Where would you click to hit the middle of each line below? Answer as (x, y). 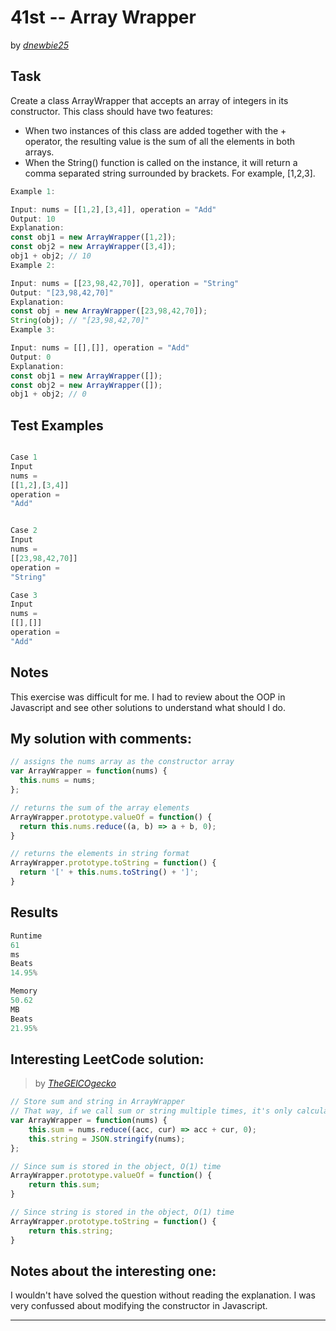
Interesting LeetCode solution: (107, 1059)
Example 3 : (33, 330)
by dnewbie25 (40, 45)
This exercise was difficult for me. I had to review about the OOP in (148, 697)
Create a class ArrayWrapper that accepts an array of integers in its (149, 100)
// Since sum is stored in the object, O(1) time (116, 1166)
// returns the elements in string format (100, 854)
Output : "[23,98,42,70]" (62, 292)
